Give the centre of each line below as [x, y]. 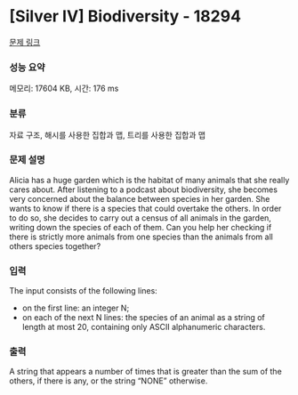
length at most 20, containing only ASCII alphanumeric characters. [144, 327]
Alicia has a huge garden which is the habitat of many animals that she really [149, 180]
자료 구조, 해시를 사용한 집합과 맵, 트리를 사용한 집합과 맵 [108, 134]
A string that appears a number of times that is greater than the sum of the [145, 372]
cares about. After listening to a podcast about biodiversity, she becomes [144, 189]
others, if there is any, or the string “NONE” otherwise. [109, 381]
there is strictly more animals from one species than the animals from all [141, 237]
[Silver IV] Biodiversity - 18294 [125, 16]
